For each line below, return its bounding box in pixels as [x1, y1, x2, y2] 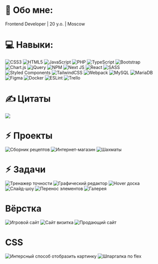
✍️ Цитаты [5, 93, 51, 105]
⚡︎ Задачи [5, 164, 46, 175]
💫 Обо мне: [5, 4, 53, 16]
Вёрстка [5, 203, 42, 214]
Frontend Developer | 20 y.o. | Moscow [5, 21, 85, 27]
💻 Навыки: [5, 39, 54, 51]
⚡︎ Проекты [5, 130, 53, 141]
